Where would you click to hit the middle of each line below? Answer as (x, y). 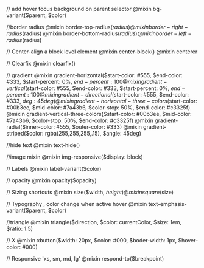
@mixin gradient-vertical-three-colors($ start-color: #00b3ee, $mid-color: (99, 114)
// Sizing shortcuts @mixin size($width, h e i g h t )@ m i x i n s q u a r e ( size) (90, 192)
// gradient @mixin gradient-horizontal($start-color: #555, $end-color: (94, 75)
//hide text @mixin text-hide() (43, 145)
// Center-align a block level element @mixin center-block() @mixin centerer (102, 52)
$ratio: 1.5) (20, 228)
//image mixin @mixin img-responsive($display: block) (75, 157)
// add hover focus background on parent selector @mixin (79, 9)
